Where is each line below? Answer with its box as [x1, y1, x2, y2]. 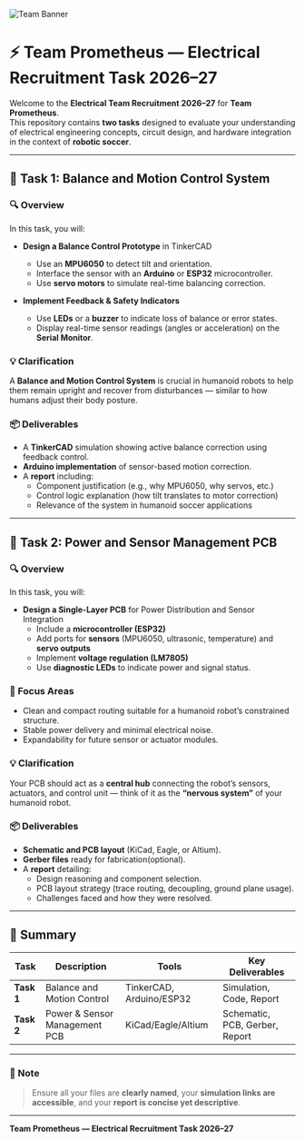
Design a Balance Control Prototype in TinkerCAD [22, 241, 212, 252]
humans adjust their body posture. [9, 394, 138, 405]
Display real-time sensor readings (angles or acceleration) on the [35, 322, 280, 333]
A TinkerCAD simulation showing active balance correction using [22, 442, 268, 453]
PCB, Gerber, [221, 1018, 279, 1031]
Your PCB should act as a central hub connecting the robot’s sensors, [9, 778, 271, 789]
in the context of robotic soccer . [9, 136, 132, 147]
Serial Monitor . [35, 332, 93, 342]
